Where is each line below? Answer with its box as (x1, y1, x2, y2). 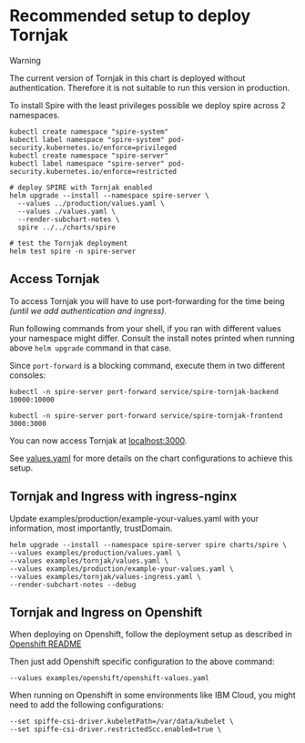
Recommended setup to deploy (9, 5, 251, 26)
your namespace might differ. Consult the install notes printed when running (9, 332, 295, 343)
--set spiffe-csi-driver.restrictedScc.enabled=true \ (9, 725, 222, 734)
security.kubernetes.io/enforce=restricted (9, 167, 178, 176)
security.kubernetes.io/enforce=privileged (9, 143, 178, 152)
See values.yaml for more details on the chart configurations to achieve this (9, 453, 293, 463)
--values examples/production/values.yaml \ (9, 548, 181, 557)
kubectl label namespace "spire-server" (9, 158, 166, 168)
